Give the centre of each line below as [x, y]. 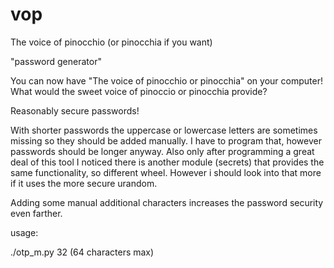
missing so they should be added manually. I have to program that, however [166, 140]
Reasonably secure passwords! [75, 110]
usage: [24, 232]
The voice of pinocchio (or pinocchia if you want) [111, 42]
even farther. [36, 213]
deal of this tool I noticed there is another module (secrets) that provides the [167, 162]
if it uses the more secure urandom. [84, 183]
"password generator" [56, 61]
